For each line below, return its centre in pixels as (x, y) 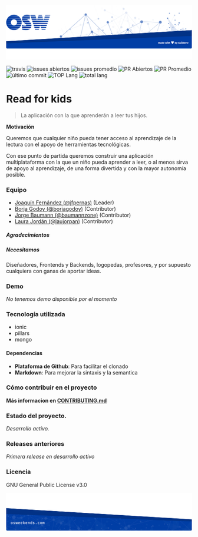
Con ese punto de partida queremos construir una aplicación (80, 156)
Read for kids (39, 99)
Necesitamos (23, 250)
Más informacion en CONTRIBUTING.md (57, 400)
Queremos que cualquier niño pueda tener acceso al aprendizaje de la (91, 138)
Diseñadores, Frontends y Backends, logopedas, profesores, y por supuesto (99, 264)
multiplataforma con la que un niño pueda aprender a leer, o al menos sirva (97, 162)
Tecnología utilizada (36, 314)
